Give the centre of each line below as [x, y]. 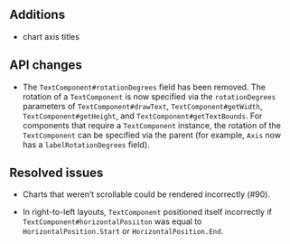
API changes [46, 66]
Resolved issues [56, 173]
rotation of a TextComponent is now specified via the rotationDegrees [149, 96]
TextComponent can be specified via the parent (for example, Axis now [152, 135]
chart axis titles [51, 36]
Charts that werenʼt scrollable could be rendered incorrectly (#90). [146, 194]
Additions [37, 15]
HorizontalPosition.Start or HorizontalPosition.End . [123, 231]
